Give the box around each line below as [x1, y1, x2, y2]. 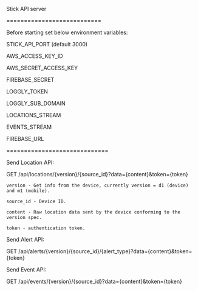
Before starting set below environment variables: [6, 29, 128, 36]
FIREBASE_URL [6, 135, 44, 142]
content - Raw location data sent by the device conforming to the [6, 209, 181, 215]
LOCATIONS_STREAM [6, 112, 61, 118]
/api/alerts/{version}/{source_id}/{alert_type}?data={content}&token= [18, 248, 193, 255]
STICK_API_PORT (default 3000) [6, 41, 88, 48]
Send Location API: [6, 159, 55, 166]
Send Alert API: [6, 236, 44, 243]
